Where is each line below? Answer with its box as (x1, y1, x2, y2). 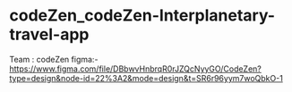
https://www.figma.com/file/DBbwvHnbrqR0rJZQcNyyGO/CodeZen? (9, 63, 262, 74)
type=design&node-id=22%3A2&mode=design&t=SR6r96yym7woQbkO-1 (9, 72, 284, 83)
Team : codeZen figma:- (9, 54, 99, 64)
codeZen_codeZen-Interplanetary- (9, 5, 276, 26)
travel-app (9, 24, 90, 45)
